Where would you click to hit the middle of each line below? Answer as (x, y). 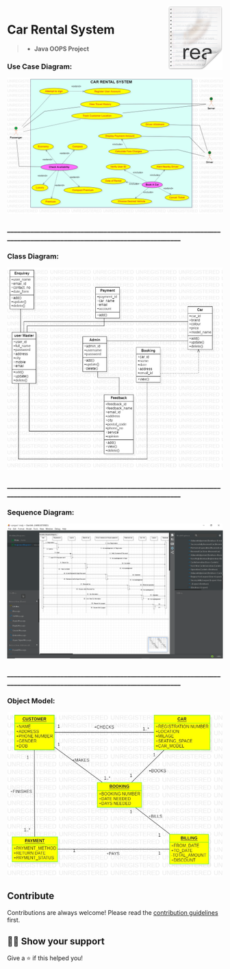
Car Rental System (61, 30)
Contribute (31, 896)
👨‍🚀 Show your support (56, 941)
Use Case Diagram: (40, 66)
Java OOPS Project (62, 49)
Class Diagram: (33, 256)
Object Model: (31, 700)
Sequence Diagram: (41, 512)
